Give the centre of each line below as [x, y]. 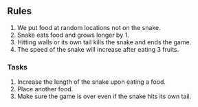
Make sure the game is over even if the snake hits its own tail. [104, 96]
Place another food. [45, 89]
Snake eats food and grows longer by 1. [73, 35]
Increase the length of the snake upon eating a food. [91, 82]
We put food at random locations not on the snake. [89, 27]
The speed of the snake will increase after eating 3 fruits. [98, 49]
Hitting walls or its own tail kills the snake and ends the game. [104, 42]
